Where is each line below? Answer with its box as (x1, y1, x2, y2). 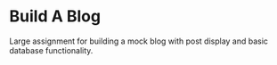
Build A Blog (9, 6, 101, 27)
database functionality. (9, 45, 94, 55)
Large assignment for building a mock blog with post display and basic (9, 36, 269, 46)
